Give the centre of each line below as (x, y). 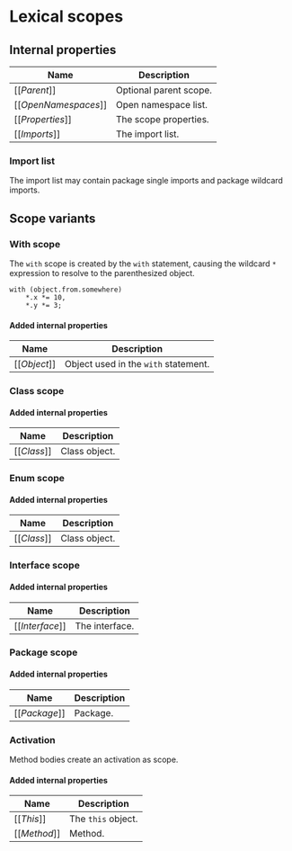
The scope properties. (162, 119)
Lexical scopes (66, 17)
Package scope (44, 652)
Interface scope (45, 566)
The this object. (103, 819)
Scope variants (53, 218)
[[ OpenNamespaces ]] (61, 105)
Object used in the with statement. (137, 364)
